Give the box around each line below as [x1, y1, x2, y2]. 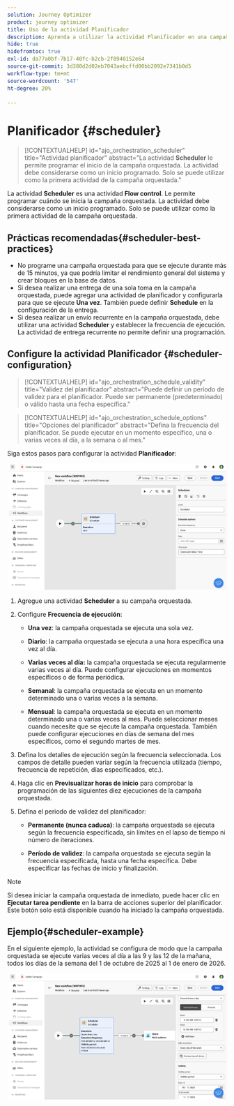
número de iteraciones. [27, 835, 95, 844]
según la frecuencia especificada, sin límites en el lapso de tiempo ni [27, 828, 226, 837]
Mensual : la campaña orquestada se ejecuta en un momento [27, 707, 203, 715]
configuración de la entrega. [17, 306, 99, 314]
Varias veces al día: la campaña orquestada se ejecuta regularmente [27, 658, 226, 666]
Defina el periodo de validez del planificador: [17, 807, 146, 816]
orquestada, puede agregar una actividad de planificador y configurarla [17, 291, 223, 299]
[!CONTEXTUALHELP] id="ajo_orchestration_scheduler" [24, 147, 186, 155]
